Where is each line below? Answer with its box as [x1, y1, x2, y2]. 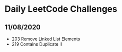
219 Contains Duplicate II [11, 41, 62, 47]
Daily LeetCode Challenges [4, 3, 118, 15]
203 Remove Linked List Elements [11, 36, 80, 42]
